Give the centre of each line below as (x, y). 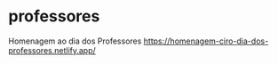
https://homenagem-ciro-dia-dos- (206, 41)
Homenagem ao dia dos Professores (75, 41)
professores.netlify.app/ (52, 50)
